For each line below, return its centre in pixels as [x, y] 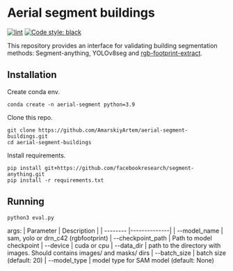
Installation [32, 75]
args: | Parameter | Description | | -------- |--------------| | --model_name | [115, 231]
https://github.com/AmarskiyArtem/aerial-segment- [113, 130]
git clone [22, 130]
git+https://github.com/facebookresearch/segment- [119, 168]
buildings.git [28, 136]
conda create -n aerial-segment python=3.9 [71, 104]
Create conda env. [34, 91]
